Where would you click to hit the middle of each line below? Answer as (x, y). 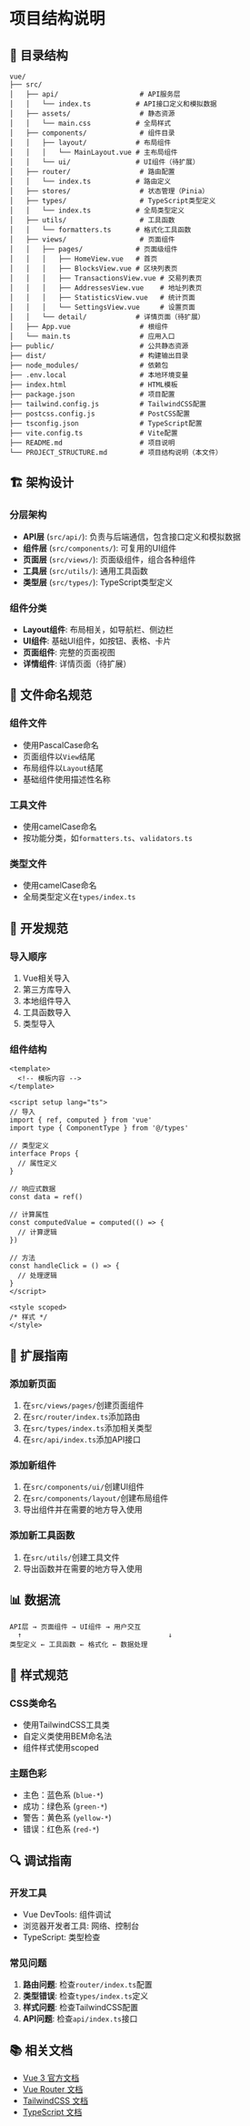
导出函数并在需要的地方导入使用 (82, 1568)
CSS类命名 (33, 1703)
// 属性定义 (37, 1164)
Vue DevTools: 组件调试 (67, 1915)
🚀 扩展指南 (39, 1356)
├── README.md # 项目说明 (92, 443)
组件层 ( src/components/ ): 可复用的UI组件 (100, 548)
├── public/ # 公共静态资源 (99, 346)
